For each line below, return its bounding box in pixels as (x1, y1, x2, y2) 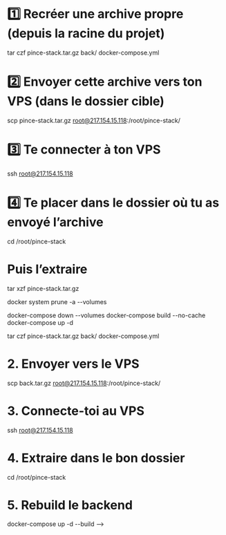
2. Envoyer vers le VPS (7, 356, 140, 371)
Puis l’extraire (7, 261, 88, 277)
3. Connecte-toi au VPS (7, 403, 145, 419)
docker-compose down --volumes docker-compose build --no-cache (7, 311, 206, 319)
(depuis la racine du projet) (7, 26, 165, 41)
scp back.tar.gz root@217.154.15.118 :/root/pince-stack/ (7, 379, 161, 387)
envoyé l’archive (7, 214, 104, 229)
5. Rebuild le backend (7, 497, 133, 513)
